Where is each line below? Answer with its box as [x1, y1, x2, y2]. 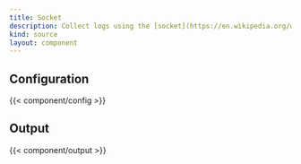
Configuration [9, 71, 90, 86]
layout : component [9, 38, 78, 47]
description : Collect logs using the [9, 22, 150, 30]
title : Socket [9, 13, 63, 22]
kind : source [9, 30, 58, 39]
